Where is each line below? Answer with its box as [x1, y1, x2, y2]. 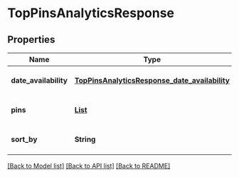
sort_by [11, 134, 38, 144]
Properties [7, 34, 55, 46]
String [74, 134, 96, 144]
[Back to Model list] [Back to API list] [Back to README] [7, 162, 171, 170]
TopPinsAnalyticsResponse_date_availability [74, 76, 230, 85]
